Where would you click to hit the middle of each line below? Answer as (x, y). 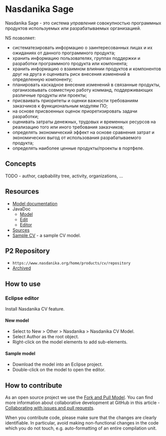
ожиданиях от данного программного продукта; (64, 53)
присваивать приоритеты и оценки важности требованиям (75, 100)
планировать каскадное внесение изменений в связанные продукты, (86, 84)
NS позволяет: (20, 38)
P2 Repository (28, 251)
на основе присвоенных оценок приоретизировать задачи (75, 111)
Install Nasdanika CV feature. (35, 309)
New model (17, 320)
